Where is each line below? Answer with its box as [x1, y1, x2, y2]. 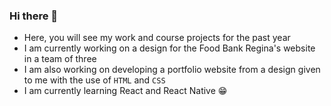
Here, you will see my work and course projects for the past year [23, 32, 291, 44]
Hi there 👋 [9, 9, 59, 23]
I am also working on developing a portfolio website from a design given [23, 64, 321, 76]
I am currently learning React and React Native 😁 [23, 85, 228, 97]
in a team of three [23, 53, 97, 65]
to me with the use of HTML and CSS [23, 74, 166, 86]
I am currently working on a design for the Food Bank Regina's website [23, 42, 316, 54]
